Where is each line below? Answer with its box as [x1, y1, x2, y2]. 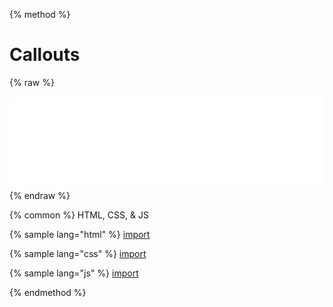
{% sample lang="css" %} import [9, 247, 147, 259]
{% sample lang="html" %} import [9, 228, 151, 240]
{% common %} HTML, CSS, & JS [9, 209, 149, 221]
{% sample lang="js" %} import [9, 267, 139, 279]
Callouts [9, 44, 81, 66]
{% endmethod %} [9, 286, 87, 298]
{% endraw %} [9, 189, 71, 201]
